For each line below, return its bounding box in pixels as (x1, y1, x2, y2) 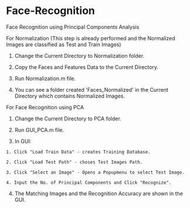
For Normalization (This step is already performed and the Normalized (6, 34, 176, 41)
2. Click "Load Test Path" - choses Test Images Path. (6, 159, 143, 165)
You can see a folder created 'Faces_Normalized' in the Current (14, 86, 169, 93)
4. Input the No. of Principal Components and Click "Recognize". (6, 179, 172, 185)
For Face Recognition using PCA (6, 103, 84, 110)
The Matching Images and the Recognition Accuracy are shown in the (14, 190, 184, 197)
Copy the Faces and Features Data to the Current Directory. (14, 63, 159, 71)
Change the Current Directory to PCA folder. (14, 115, 121, 122)
